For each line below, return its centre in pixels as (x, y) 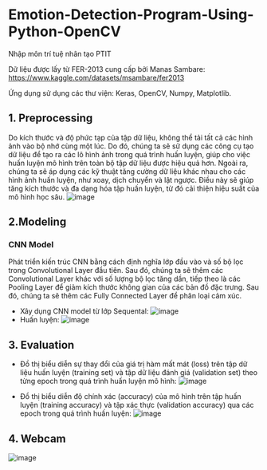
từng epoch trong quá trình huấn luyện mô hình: (98, 381)
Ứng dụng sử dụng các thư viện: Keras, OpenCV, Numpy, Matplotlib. (120, 93)
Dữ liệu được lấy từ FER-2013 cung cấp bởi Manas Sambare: (107, 69)
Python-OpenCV (65, 32)
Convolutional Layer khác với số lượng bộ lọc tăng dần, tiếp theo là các (124, 279)
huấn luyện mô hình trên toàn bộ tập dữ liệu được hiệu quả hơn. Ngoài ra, (128, 163)
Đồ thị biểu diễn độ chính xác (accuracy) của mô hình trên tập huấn (130, 397)
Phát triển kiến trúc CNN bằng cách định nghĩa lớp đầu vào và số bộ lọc (126, 262)
